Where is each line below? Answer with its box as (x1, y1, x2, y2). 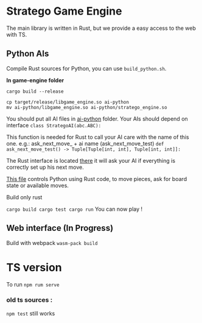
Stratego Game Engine (6, 4, 122, 18)
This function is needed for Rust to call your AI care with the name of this (6, 133, 190, 141)
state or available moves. (6, 182, 69, 189)
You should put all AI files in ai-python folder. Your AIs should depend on (6, 115, 189, 122)
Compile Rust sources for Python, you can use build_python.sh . (6, 65, 167, 72)
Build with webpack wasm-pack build (6, 239, 98, 246)
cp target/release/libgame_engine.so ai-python (6, 99, 130, 105)
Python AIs (6, 49, 49, 59)
